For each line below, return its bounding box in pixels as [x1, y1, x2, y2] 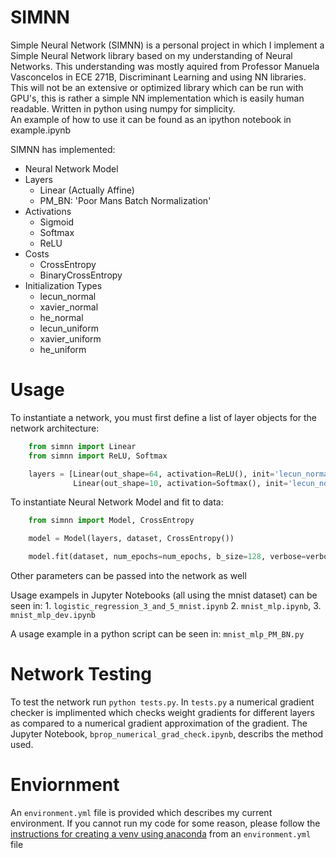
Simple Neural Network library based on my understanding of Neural [10, 49, 293, 61]
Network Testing [10, 663, 152, 686]
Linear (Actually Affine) [39, 184, 135, 196]
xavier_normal [39, 301, 99, 313]
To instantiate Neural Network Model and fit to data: [10, 496, 224, 508]
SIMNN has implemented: [10, 143, 116, 155]
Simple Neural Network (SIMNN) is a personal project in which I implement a [10, 39, 325, 51]
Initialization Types [24, 279, 103, 291]
